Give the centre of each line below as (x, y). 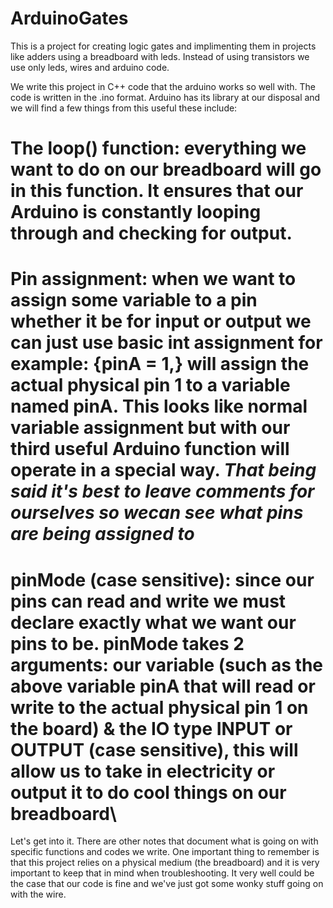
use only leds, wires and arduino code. (90, 67)
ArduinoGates (69, 18)
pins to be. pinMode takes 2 (127, 643)
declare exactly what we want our (153, 622)
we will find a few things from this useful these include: (124, 108)
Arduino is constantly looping (136, 212)
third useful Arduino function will (150, 449)
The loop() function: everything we (158, 148)
